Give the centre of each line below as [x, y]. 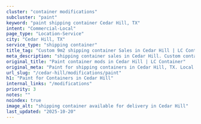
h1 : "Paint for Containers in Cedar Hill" [60, 78]
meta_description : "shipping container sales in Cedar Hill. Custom [93, 56]
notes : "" [19, 95]
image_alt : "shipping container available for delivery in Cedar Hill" [97, 106]
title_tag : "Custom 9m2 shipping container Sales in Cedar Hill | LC [95, 51]
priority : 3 [21, 89]
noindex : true [24, 100]
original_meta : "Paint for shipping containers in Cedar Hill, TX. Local [100, 67]
